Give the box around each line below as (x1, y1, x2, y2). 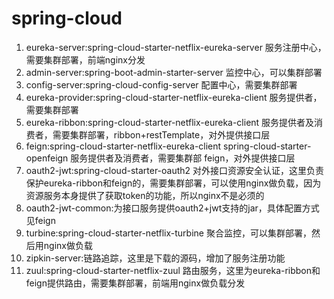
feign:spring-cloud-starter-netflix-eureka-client (25, 140, 222, 152)
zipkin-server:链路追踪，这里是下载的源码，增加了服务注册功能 (25, 252, 286, 264)
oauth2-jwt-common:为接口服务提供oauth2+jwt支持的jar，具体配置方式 (25, 202, 320, 214)
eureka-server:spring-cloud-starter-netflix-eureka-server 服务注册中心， (25, 41, 327, 53)
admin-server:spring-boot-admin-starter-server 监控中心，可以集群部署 (25, 66, 323, 78)
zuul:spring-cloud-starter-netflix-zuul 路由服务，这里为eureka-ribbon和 (25, 264, 321, 276)
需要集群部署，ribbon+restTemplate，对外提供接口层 (52, 128, 271, 141)
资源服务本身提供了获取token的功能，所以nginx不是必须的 (25, 189, 265, 201)
